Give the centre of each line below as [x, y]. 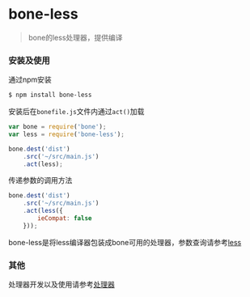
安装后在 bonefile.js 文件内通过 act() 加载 [76, 112]
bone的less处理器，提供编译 [75, 37]
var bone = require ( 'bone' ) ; [57, 127]
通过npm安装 [30, 80]
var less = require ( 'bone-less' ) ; [67, 134]
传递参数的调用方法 [40, 180]
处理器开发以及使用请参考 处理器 [61, 285]
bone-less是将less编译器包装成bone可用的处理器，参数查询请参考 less [125, 242]
